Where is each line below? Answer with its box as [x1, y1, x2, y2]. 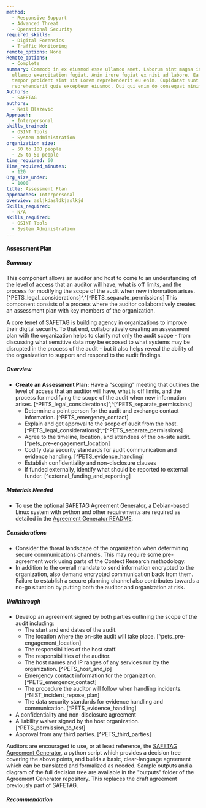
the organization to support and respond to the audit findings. [6, 351, 162, 359]
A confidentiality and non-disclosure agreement [15, 711, 136, 718]
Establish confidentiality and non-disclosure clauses [24, 459, 156, 467]
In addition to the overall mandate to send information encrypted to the [15, 564, 194, 572]
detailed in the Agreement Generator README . [15, 515, 134, 522]
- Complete [12, 60, 40, 66]
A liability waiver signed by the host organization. [15, 718, 140, 725]
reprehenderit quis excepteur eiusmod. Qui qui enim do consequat [12, 84, 185, 90]
